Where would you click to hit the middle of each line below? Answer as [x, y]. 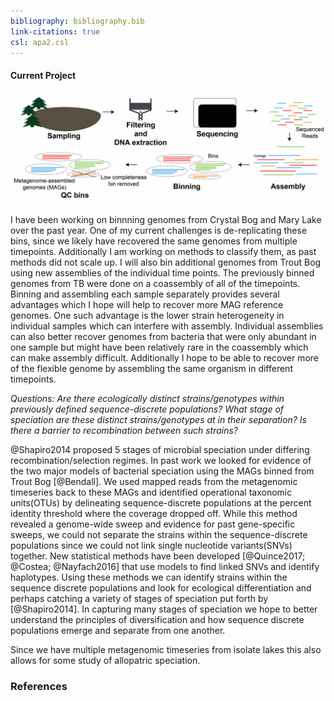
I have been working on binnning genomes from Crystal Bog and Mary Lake [166, 219]
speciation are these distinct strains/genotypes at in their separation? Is [158, 419]
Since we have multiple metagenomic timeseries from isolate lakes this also [166, 649]
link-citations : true [55, 31]
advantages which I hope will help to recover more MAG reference [147, 304]
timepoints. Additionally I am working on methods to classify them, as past [163, 251]
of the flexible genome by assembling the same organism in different [151, 368]
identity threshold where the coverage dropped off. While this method [154, 513]
